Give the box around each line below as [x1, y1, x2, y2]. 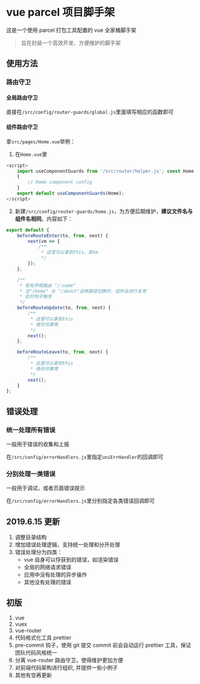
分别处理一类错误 [6, 469, 56, 478]
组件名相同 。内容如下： [14, 215, 73, 222]
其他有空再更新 [14, 671, 52, 679]
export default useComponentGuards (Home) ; [17, 190, 125, 197]
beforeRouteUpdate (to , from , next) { [17, 305, 111, 311]
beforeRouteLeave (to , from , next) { [17, 349, 109, 355]
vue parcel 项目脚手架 [6, 5, 115, 19]
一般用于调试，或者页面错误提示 [6, 484, 85, 492]
